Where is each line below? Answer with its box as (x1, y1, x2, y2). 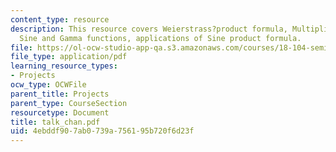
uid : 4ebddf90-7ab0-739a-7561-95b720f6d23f (10, 126, 195, 136)
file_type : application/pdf (10, 52, 128, 62)
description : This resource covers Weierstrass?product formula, (10, 24, 288, 34)
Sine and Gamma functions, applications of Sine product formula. (19, 33, 302, 43)
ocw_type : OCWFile (10, 80, 87, 90)
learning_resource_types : (10, 61, 118, 71)
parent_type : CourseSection (10, 98, 128, 108)
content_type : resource (10, 14, 110, 25)
